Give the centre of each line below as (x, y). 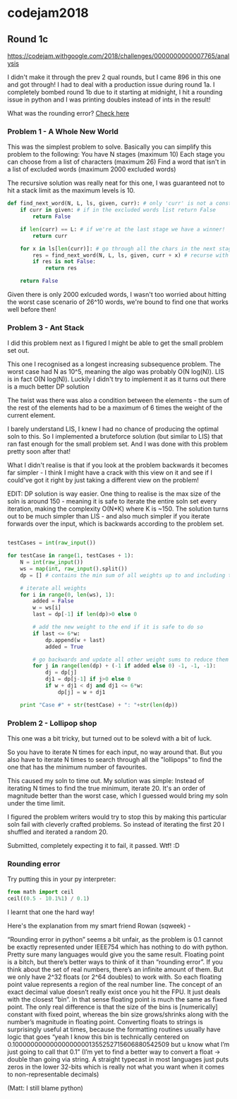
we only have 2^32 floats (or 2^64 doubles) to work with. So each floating (115, 977)
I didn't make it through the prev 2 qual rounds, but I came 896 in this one (114, 77)
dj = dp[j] (61, 673)
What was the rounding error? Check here (68, 113)
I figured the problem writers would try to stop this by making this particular (117, 817)
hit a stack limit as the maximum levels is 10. (71, 190)
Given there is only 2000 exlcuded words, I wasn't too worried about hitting (117, 295)
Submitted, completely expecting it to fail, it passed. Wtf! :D (93, 846)
